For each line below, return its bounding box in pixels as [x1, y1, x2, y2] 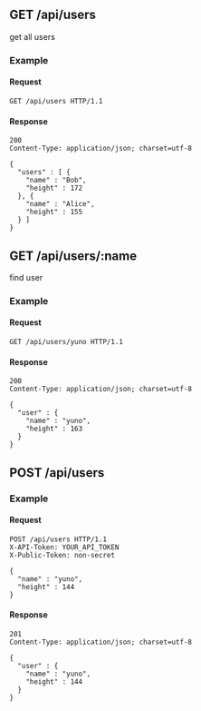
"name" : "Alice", [25, 200, 95, 209]
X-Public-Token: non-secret [9, 550, 116, 559]
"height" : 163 [25, 424, 83, 434]
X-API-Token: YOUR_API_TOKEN [9, 542, 120, 552]
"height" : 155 [25, 208, 83, 217]
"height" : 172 [25, 183, 83, 193]
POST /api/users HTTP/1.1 [9, 535, 107, 544]
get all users [9, 31, 56, 42]
